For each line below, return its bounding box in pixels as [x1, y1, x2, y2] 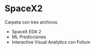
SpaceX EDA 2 [11, 28, 41, 34]
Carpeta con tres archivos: [4, 19, 59, 25]
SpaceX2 [4, 3, 43, 14]
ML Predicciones [11, 34, 46, 40]
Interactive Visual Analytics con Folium [11, 39, 91, 45]
